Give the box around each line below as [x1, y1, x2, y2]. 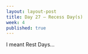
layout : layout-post [6, 8, 57, 15]
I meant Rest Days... [6, 41, 55, 48]
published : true [6, 25, 46, 31]
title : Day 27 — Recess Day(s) [6, 14, 83, 20]
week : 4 [6, 19, 25, 25]
